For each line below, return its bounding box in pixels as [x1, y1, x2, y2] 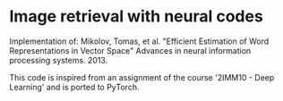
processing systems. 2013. [9, 55, 108, 65]
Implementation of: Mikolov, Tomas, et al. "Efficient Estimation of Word [9, 36, 270, 46]
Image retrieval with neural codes [9, 6, 264, 27]
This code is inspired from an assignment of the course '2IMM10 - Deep [9, 72, 275, 82]
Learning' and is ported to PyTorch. [9, 81, 140, 92]
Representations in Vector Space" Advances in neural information [9, 45, 252, 55]
